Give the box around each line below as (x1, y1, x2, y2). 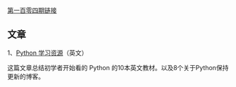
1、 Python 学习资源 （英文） (7, 48, 88, 57)
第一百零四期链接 (7, 6, 57, 14)
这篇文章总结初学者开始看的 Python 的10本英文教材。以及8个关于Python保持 (7, 63, 229, 72)
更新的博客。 (7, 72, 44, 81)
